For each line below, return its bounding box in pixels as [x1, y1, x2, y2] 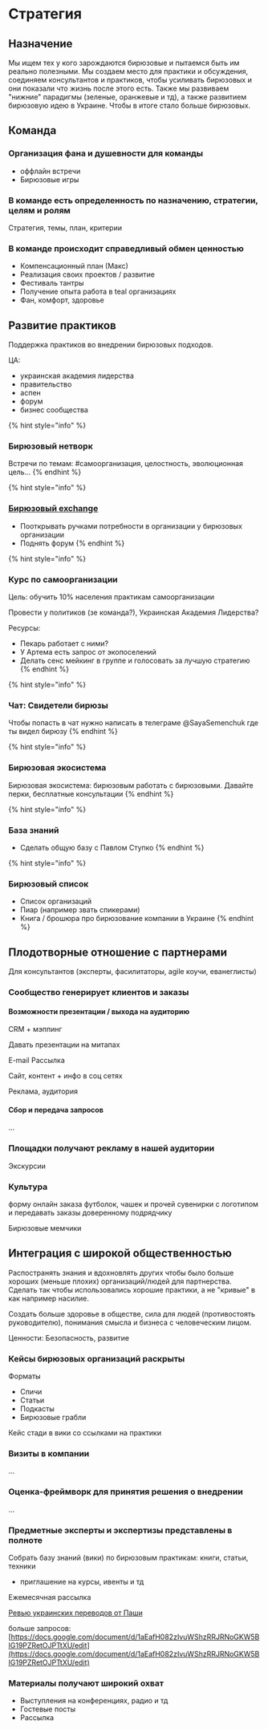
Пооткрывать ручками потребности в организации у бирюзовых [19, 521, 243, 530]
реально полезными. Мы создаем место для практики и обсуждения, [8, 67, 249, 76]
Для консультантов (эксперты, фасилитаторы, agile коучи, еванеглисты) [8, 966, 257, 976]
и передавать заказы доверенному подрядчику [8, 1207, 173, 1217]
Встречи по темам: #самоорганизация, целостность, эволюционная [8, 459, 243, 469]
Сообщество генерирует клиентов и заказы [8, 986, 189, 997]
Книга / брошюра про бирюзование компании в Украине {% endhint [19, 914, 254, 923]
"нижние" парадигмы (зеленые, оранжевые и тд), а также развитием [8, 92, 247, 101]
